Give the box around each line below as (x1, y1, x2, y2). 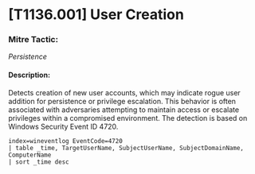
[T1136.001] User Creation (8, 6, 185, 24)
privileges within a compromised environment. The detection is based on (8, 113, 248, 122)
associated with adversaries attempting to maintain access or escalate (8, 105, 240, 114)
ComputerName (8, 151, 52, 159)
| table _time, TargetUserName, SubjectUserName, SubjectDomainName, (8, 144, 245, 152)
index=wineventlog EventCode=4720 (8, 137, 124, 145)
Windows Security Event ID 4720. (8, 122, 119, 131)
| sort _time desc (8, 157, 69, 166)
